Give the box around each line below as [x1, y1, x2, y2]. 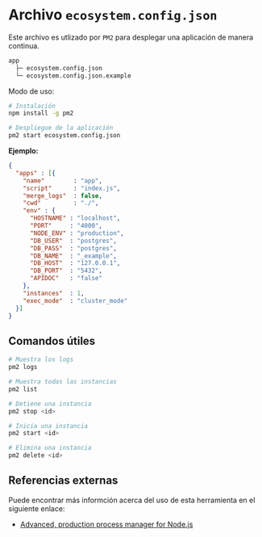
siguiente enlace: [8, 503, 65, 514]
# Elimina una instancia [8, 444, 92, 452]
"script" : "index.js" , [23, 184, 121, 192]
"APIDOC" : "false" [29, 275, 103, 283]
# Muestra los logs [8, 355, 74, 364]
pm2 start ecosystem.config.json [8, 132, 121, 140]
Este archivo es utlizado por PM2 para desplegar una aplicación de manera [8, 32, 254, 42]
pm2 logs [8, 363, 38, 371]
